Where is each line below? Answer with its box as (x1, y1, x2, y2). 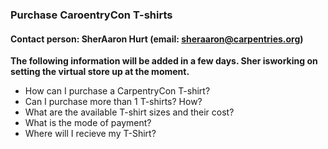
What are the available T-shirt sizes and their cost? (24, 106, 235, 118)
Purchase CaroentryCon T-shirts (10, 8, 173, 22)
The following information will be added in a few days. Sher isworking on (10, 55, 318, 67)
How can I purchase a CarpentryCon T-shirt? (24, 85, 211, 97)
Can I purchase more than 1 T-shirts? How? (24, 96, 203, 108)
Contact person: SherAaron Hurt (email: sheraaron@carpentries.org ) (10, 33, 304, 45)
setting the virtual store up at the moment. (10, 66, 190, 78)
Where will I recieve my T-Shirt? (24, 128, 157, 140)
